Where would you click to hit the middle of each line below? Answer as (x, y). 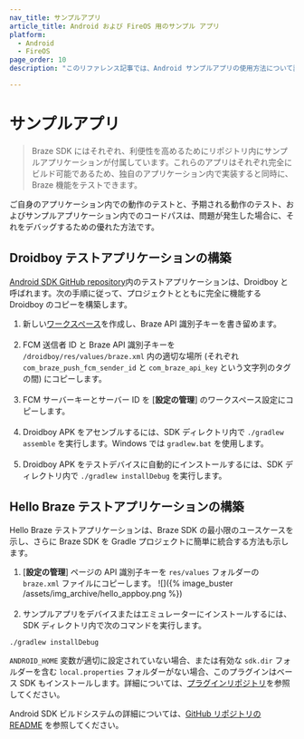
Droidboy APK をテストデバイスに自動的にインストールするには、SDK (152, 464)
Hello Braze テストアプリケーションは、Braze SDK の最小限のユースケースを (152, 530)
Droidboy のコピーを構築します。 (71, 304)
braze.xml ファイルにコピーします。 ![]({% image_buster (128, 583)
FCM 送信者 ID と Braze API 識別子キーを (99, 345)
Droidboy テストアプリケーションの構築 (120, 258)
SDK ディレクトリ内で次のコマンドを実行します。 (114, 626)
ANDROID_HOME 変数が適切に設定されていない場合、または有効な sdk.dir (141, 661)
